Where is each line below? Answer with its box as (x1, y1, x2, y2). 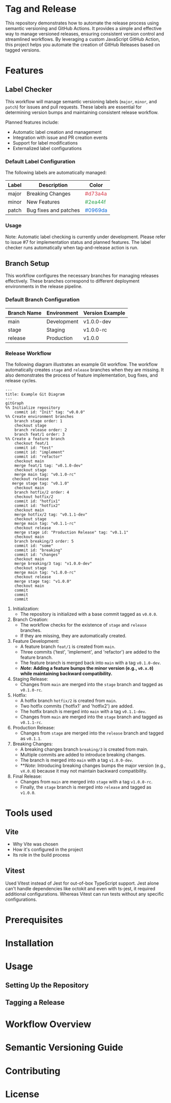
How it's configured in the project (12, 846, 83, 853)
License (5, 1088, 40, 1100)
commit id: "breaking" (14, 548, 63, 553)
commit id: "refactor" (14, 454, 63, 459)
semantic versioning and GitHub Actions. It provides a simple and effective (5, 25, 162, 31)
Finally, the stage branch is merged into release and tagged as (20, 784, 152, 790)
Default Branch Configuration (5, 296, 80, 303)
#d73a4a (84, 190, 107, 197)
